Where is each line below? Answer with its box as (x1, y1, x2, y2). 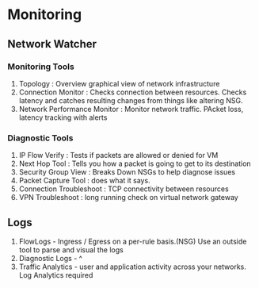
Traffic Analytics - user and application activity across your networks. (18, 262, 246, 271)
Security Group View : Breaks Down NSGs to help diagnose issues (18, 167, 235, 177)
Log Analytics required (18, 270, 93, 279)
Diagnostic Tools (7, 132, 74, 144)
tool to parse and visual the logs (18, 244, 124, 255)
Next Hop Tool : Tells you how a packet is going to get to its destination (18, 159, 251, 168)
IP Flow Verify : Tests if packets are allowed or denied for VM (18, 151, 219, 160)
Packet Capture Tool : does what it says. (18, 176, 151, 186)
